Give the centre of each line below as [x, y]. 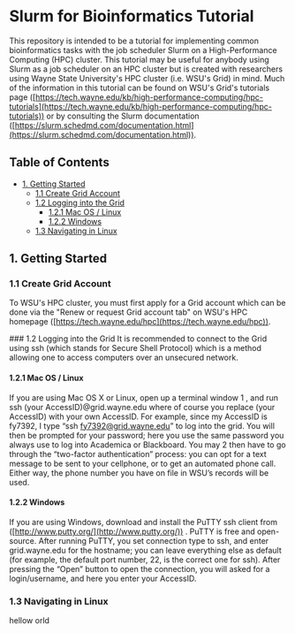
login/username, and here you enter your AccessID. [103, 578]
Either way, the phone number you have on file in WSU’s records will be [139, 473]
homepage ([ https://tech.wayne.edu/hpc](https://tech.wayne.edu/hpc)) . [140, 322]
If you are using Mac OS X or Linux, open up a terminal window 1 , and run [144, 397]
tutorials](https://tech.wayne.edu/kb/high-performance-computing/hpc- [140, 106]
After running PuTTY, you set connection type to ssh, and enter [154, 540]
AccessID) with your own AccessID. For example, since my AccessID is [138, 416]
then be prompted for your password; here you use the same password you [147, 435]
